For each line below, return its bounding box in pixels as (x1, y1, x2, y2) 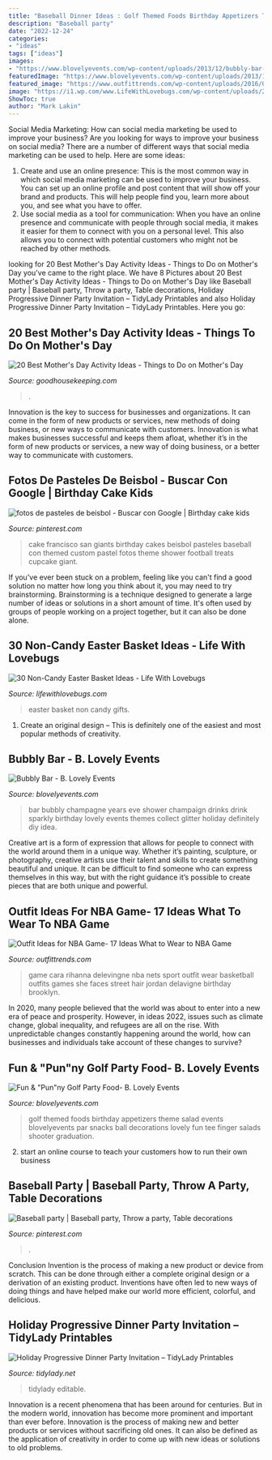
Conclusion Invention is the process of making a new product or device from (8, 1260, 264, 1269)
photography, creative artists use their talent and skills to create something (8, 855, 258, 865)
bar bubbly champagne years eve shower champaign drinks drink (28, 805, 249, 815)
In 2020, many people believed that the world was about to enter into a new (8, 1003, 261, 1013)
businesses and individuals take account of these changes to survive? (8, 1038, 243, 1047)
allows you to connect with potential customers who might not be (19, 235, 239, 245)
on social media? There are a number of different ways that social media (8, 142, 249, 152)
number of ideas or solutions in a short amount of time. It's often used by (8, 597, 253, 608)
